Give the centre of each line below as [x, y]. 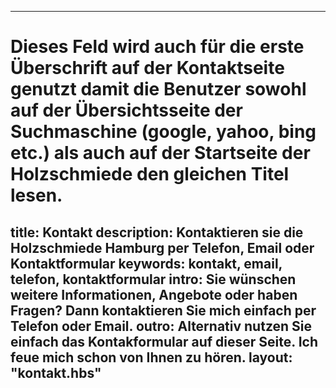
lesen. [36, 195]
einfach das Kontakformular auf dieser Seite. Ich [164, 341]
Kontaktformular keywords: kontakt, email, [146, 263]
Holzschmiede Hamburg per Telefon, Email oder [162, 247]
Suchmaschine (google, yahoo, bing [163, 132]
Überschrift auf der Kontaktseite [147, 68]
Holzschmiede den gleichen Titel [150, 174]
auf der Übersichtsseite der [126, 110]
